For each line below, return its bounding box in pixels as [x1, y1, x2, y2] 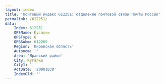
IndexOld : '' [14, 72, 41, 77]
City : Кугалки [14, 58, 43, 63]
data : [5, 21, 16, 26]
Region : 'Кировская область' [14, 44, 74, 49]
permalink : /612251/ [5, 16, 48, 21]
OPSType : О [14, 35, 37, 40]
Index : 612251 [14, 26, 43, 31]
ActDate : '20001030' [14, 67, 56, 72]
